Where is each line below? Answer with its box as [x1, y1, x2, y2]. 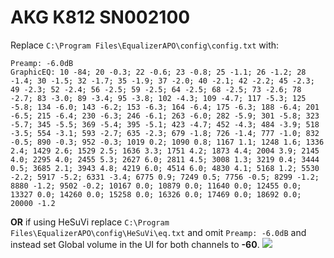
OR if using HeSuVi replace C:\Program [10, 216, 170, 228]
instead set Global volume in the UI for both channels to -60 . [10, 238, 260, 250]
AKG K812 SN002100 [10, 6, 191, 29]
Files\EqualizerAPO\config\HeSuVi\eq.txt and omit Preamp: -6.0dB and [10, 226, 307, 238]
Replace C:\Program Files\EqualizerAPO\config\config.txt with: [10, 39, 280, 51]
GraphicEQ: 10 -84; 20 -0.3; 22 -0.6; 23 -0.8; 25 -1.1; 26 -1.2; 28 [10, 67, 307, 77]
